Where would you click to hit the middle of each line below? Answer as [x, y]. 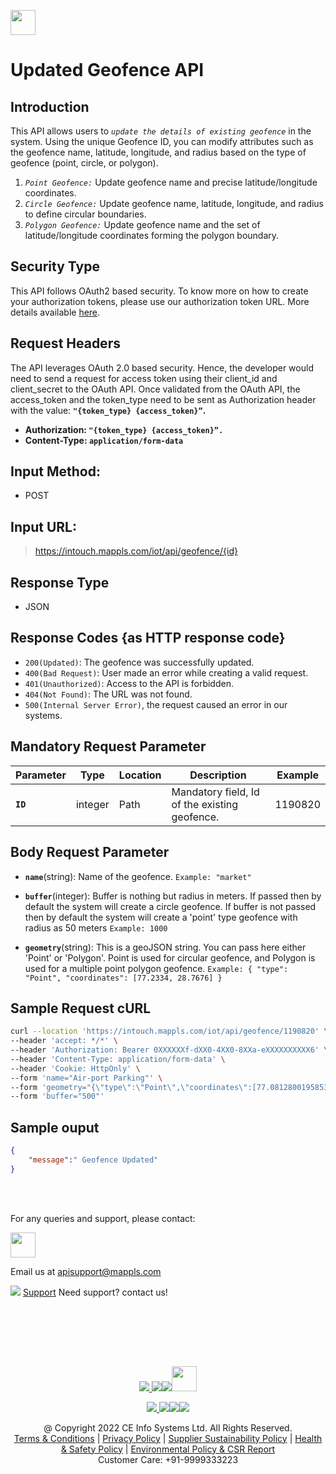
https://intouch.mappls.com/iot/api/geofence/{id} [136, 551]
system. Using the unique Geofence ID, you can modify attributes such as [162, 141]
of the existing [205, 804]
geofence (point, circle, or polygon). [84, 163]
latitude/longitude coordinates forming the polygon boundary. [152, 235]
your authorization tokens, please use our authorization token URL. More [160, 301]
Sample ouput [55, 1127]
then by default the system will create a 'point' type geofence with [161, 917]
